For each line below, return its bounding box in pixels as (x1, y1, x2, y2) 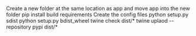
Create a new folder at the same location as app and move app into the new (6, 5, 190, 12)
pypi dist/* (32, 23, 58, 30)
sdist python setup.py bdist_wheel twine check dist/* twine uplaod (6, 17, 168, 24)
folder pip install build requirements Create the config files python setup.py (6, 11, 189, 18)
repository (6, 23, 31, 30)
